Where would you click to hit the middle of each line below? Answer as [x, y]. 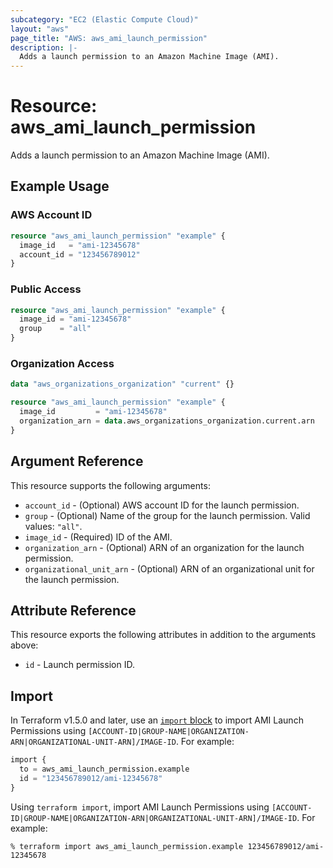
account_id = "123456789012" [80, 254]
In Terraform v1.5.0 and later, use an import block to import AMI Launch [157, 720]
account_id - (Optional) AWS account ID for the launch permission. [162, 505]
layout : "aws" [40, 29]
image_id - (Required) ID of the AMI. [98, 537]
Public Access [46, 289]
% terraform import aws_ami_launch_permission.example [127, 846]
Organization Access [62, 363]
